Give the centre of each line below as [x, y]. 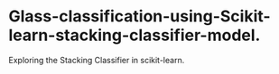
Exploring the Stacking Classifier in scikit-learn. [97, 60]
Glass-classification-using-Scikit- [140, 16]
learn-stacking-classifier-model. [135, 35]
